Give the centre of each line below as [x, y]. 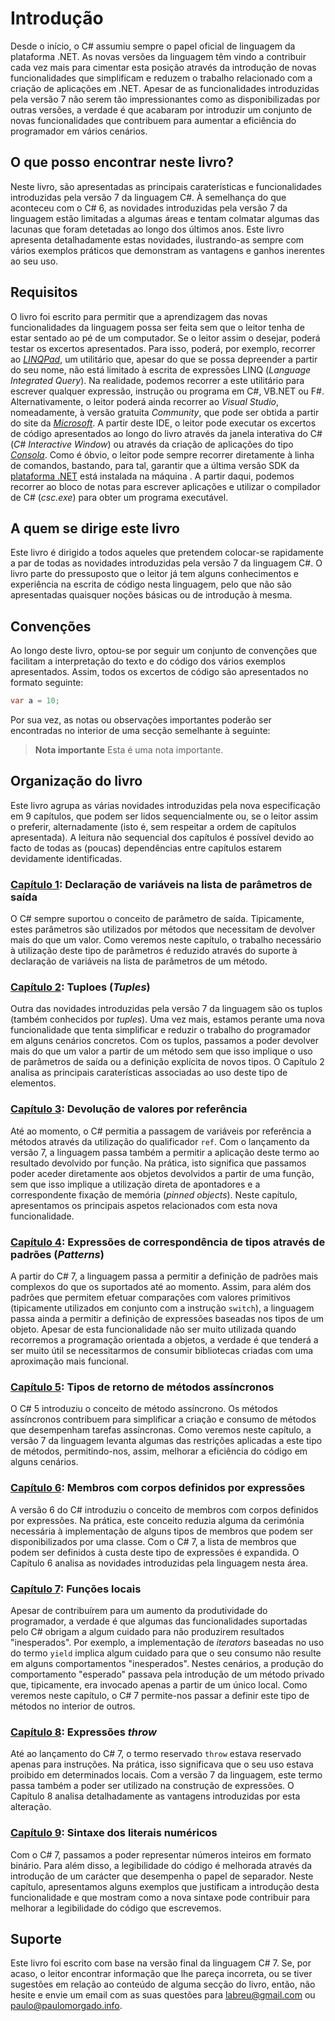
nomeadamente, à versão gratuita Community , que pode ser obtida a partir [165, 412]
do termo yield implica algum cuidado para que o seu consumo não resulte [166, 1653]
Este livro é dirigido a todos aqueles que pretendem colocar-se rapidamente [167, 553]
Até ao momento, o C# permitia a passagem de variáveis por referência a [161, 1131]
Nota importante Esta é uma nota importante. [129, 750]
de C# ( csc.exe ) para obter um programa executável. [119, 497]
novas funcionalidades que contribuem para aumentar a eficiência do [153, 120]
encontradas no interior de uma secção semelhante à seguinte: [140, 731]
